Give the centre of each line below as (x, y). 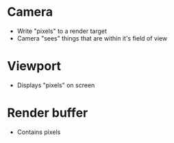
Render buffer (48, 113)
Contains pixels (39, 132)
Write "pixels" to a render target (62, 31)
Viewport (34, 66)
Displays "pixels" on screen (56, 85)
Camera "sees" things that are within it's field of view (92, 38)
